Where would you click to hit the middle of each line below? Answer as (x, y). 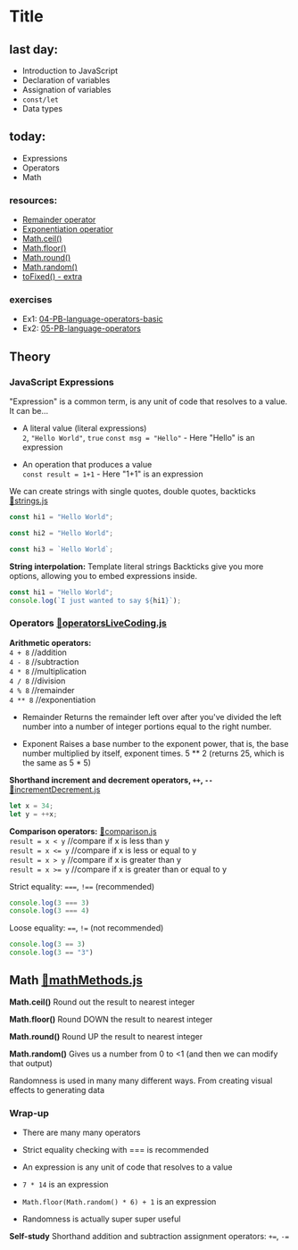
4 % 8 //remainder (42, 690)
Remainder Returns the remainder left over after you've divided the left (152, 716)
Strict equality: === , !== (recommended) (82, 886)
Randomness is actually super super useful (101, 1219)
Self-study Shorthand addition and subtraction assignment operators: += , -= (149, 1237)
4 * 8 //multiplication (48, 671)
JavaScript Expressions (62, 382)
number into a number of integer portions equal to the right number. (147, 726)
